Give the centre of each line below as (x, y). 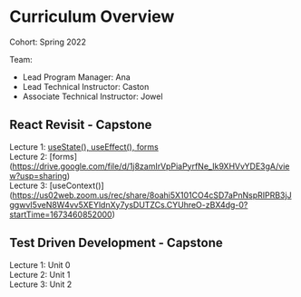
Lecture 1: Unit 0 (40, 264)
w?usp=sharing (39, 175)
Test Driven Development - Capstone (117, 243)
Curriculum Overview (92, 17)
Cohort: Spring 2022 (48, 42)
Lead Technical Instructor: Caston (86, 86)
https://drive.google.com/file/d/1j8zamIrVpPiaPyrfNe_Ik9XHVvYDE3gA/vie (151, 166)
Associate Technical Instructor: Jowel (92, 96)
